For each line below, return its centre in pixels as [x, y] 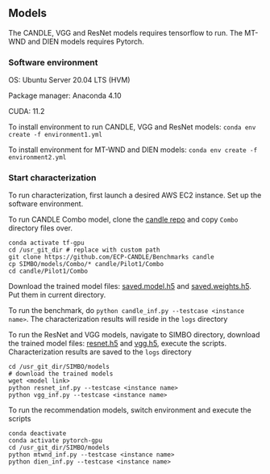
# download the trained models [61, 374]
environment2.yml [37, 158]
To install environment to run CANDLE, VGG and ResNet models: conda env [132, 127]
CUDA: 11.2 [27, 112]
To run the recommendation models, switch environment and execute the [130, 410]
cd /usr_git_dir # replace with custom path [84, 250]
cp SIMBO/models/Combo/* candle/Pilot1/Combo [86, 265]
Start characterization [52, 178]
